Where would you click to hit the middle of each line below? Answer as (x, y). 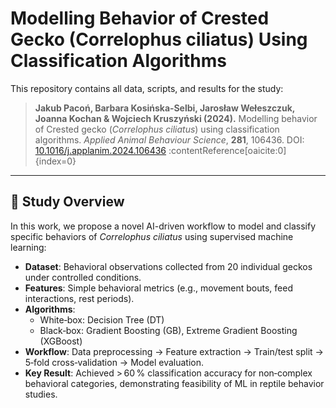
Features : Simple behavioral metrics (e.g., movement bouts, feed (158, 288)
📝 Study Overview (67, 202)
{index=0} (55, 161)
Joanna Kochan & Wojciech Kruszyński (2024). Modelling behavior (176, 118)
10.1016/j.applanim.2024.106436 (100, 150)
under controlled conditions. (83, 277)
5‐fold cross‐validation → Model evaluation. (114, 362)
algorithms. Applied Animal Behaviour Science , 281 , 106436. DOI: (169, 139)
